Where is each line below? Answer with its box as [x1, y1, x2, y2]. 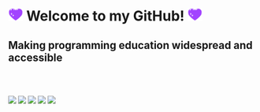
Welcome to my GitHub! [26, 7, 185, 25]
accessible [8, 50, 63, 64]
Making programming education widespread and [8, 39, 253, 52]
